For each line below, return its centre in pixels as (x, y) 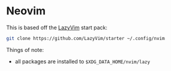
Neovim (26, 11)
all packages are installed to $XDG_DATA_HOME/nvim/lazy (82, 61)
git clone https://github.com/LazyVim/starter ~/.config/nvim (85, 38)
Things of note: (25, 50)
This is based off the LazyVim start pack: (57, 27)
